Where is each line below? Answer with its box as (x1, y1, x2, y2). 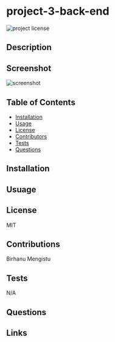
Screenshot (6, 63, 52, 73)
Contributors (15, 133, 47, 140)
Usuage (6, 184, 37, 195)
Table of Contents (6, 97, 76, 108)
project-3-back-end (6, 4, 110, 18)
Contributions (6, 239, 60, 249)
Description (6, 42, 52, 53)
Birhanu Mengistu (6, 255, 51, 262)
